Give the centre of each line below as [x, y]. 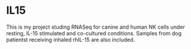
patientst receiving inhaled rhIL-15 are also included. [71, 39]
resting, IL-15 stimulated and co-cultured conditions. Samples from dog [94, 33]
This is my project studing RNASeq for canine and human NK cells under [96, 27]
